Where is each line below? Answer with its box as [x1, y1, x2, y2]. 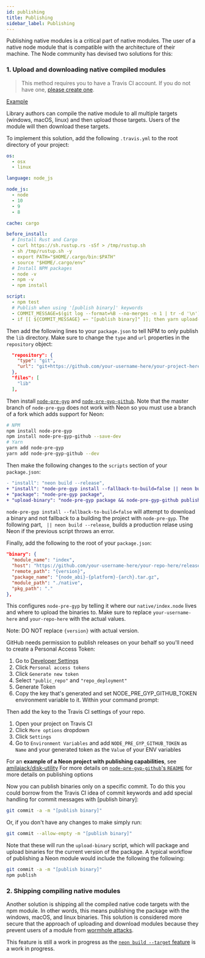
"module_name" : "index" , [12, 557, 75, 563]
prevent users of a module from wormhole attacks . [6, 927, 134, 934]
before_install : [6, 231, 48, 238]
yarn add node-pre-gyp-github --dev [6, 451, 99, 457]
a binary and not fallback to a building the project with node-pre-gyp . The [6, 515, 189, 522]
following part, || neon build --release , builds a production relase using [6, 521, 193, 528]
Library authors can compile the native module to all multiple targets [6, 110, 178, 117]
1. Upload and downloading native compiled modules [6, 65, 166, 74]
